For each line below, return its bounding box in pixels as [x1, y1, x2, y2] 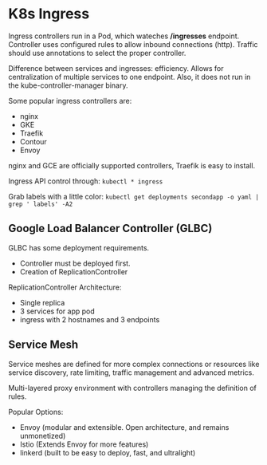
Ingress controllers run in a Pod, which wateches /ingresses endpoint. [8, 31, 240, 41]
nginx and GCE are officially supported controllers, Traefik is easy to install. [8, 160, 256, 170]
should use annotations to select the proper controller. [8, 48, 187, 57]
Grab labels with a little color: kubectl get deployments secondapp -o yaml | [8, 191, 259, 201]
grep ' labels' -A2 [8, 200, 73, 208]
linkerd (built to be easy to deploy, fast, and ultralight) [19, 447, 196, 457]
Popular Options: [8, 407, 64, 416]
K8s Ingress [8, 5, 90, 23]
